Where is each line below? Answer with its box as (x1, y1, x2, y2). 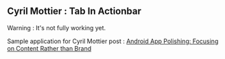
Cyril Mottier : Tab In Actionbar (7, 5, 142, 17)
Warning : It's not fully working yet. (7, 23, 106, 32)
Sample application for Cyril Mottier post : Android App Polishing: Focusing (7, 37, 219, 45)
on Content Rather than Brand (7, 44, 91, 52)
